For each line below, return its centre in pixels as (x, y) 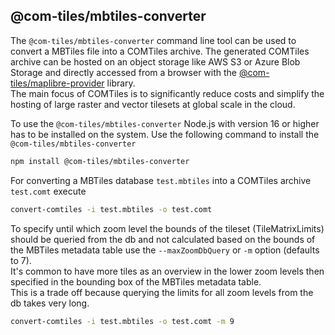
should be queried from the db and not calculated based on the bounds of (163, 239)
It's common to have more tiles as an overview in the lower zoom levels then (167, 271)
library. (121, 83)
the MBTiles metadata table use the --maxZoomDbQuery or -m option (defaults (165, 250)
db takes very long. (50, 303)
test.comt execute (48, 191)
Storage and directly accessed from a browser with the (124, 72)
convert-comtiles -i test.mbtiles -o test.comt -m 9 (122, 321)
